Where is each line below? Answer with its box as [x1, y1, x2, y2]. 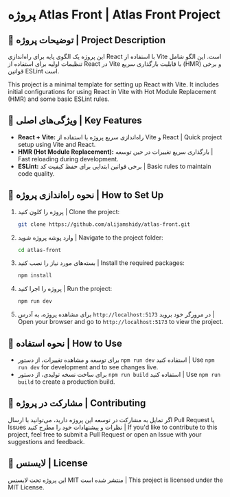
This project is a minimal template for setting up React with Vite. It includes [8, 80, 219, 89]
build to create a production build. [17, 378, 115, 386]
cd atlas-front [17, 246, 62, 253]
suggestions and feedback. [8, 437, 85, 446]
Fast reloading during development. [17, 154, 119, 163]
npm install [17, 272, 52, 279]
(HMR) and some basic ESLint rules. [8, 95, 110, 103]
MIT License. [8, 483, 45, 491]
